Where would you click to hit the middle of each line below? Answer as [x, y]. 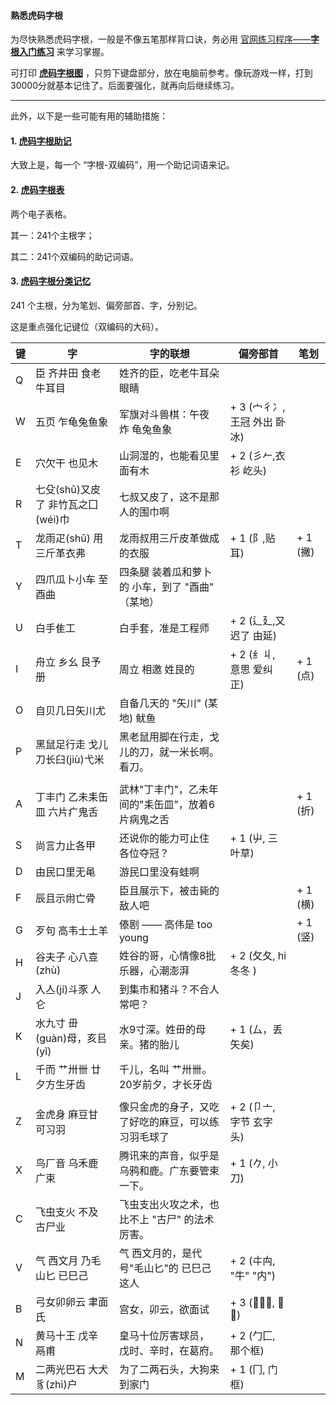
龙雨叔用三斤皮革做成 [169, 538]
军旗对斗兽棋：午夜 [164, 414]
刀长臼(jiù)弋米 [70, 759]
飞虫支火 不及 [67, 1212]
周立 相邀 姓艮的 [156, 669]
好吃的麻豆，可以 [169, 1122]
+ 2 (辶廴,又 [257, 620]
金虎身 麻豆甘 [67, 1114]
